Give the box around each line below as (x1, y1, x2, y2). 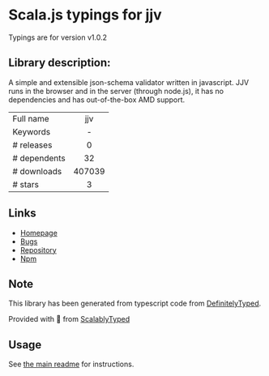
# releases (12, 139, 53, 151)
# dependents (12, 152, 66, 164)
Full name (12, 113, 50, 124)
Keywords (12, 126, 51, 137)
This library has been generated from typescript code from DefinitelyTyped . (8, 298, 262, 309)
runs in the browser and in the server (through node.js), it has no (8, 86, 224, 96)
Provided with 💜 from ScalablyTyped (8, 314, 130, 324)
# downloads (12, 165, 62, 177)
